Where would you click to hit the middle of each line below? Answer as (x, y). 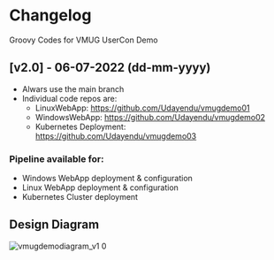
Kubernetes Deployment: (80, 126)
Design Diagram (54, 225)
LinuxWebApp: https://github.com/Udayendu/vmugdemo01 (142, 108)
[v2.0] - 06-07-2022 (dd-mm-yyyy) (110, 68)
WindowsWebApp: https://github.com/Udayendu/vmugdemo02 (150, 117)
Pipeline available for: (57, 158)
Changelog (50, 15)
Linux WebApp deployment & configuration (100, 187)
